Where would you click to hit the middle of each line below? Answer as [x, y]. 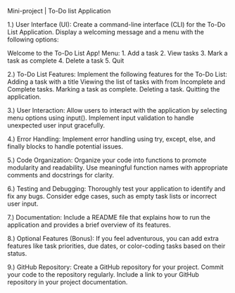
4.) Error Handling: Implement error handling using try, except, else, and [112, 139]
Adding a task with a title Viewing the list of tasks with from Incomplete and [116, 82]
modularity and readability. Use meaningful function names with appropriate [118, 168]
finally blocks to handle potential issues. [65, 146]
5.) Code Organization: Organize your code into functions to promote [107, 160]
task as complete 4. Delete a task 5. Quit [66, 61]
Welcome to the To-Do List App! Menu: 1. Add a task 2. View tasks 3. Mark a [118, 53]
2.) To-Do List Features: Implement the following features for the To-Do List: [117, 74]
